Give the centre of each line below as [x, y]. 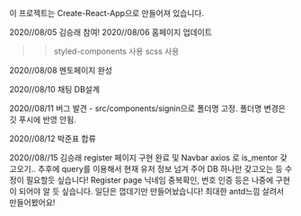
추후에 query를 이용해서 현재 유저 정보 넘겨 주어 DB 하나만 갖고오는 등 [160, 169]
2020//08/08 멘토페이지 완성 [61, 70]
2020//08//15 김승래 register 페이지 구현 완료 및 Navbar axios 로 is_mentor [144, 158]
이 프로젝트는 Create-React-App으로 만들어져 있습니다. [107, 13]
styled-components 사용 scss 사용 [116, 51]
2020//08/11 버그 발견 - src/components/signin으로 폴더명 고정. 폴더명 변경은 [147, 108]
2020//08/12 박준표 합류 [53, 138]
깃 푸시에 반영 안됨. [43, 120]
